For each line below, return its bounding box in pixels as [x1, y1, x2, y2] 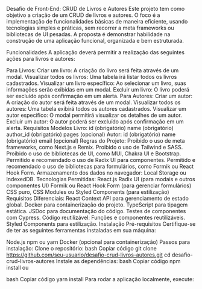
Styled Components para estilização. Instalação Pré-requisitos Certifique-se [6, 220, 196, 228]
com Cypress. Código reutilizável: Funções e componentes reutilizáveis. [6, 214, 186, 221]
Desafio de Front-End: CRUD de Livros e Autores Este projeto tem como [6, 5, 185, 12]
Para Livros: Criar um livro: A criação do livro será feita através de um [6, 67, 179, 74]
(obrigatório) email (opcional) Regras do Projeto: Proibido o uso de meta [6, 137, 185, 144]
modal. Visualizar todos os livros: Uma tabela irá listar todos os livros [6, 73, 177, 80]
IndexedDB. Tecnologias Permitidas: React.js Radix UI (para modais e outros [6, 176, 195, 182]
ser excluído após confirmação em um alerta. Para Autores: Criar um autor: [6, 93, 193, 99]
